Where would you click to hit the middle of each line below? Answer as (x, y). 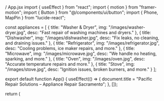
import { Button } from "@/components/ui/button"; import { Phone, (91, 12)
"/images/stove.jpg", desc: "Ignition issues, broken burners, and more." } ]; (81, 69)
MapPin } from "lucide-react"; (35, 18)
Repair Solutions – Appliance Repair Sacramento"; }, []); (62, 84)
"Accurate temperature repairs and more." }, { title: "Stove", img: (70, 64)
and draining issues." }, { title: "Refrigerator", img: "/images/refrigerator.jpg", (82, 43)
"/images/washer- (127, 27)
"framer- (148, 7)
